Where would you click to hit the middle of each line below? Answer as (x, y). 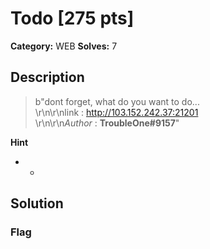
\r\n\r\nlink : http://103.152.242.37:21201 (116, 112)
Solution (37, 203)
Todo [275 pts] (72, 18)
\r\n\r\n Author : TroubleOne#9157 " (107, 123)
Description (47, 77)
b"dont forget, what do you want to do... (117, 101)
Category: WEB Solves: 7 (64, 46)
